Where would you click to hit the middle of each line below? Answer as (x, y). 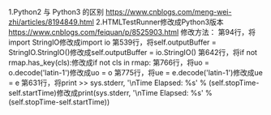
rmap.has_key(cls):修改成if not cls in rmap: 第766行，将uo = (109, 62)
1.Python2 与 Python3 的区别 (56, 12)
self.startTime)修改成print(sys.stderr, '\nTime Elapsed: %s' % (110, 93)
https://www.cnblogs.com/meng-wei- (168, 12)
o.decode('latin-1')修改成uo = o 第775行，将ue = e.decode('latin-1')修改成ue (136, 72)
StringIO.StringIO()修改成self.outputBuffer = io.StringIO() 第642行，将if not (133, 52)
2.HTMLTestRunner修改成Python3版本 (160, 22)
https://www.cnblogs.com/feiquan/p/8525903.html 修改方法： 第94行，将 (132, 32)
